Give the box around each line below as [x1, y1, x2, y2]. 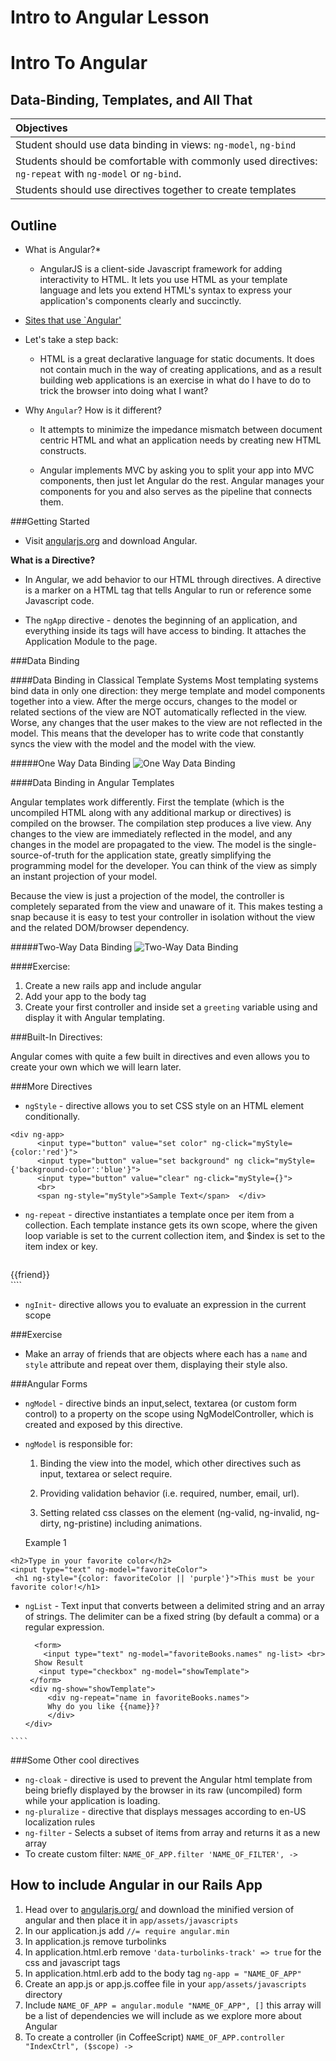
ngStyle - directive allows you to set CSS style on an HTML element [24, 1100, 305, 1111]
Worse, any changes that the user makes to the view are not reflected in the [10, 717, 323, 728]
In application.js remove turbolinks [24, 1935, 167, 1947]
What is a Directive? [10, 554, 96, 566]
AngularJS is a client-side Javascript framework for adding [39, 263, 283, 275]
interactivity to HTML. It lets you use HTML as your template [39, 274, 288, 285]
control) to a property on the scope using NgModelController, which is [24, 1408, 314, 1420]
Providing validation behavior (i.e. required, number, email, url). [39, 1487, 300, 1499]
